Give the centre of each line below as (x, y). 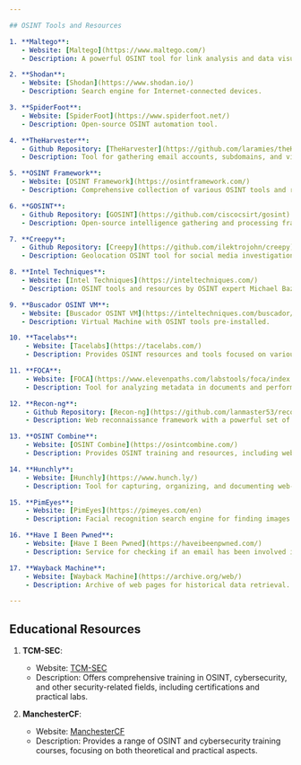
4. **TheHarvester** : (50, 140)
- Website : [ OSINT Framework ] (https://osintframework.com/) (136, 182)
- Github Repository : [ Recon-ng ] (88, 412)
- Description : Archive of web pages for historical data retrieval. (158, 585)
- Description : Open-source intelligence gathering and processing (150, 223)
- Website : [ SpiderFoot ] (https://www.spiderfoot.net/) (125, 116)
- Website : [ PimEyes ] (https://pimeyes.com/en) (114, 511)
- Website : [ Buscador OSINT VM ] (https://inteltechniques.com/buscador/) (159, 313)
